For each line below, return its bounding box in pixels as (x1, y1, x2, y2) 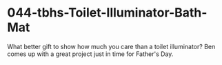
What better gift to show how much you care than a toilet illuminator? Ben (7, 42, 216, 50)
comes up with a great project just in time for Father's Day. (7, 50, 174, 58)
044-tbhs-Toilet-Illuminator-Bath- (7, 5, 208, 21)
